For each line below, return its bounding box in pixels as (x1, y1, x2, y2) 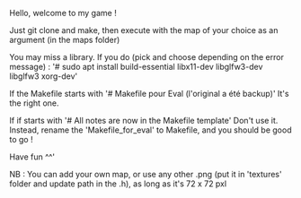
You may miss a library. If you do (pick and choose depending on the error (9, 52, 285, 62)
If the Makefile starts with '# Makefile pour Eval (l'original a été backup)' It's (9, 89, 289, 99)
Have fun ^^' (9, 151, 56, 162)
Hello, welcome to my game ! (9, 8, 117, 18)
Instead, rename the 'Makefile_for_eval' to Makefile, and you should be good (9, 125, 292, 135)
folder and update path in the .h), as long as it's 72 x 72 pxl (9, 178, 227, 189)
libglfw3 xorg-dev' (9, 71, 78, 82)
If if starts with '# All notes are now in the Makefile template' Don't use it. (9, 116, 279, 125)
